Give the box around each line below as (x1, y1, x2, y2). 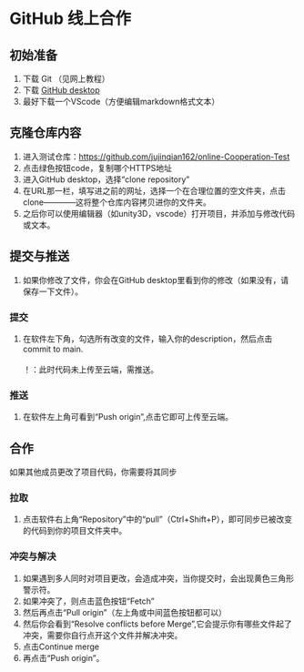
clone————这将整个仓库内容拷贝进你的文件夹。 (22, 197, 212, 208)
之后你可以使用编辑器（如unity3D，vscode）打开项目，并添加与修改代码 (22, 208, 296, 219)
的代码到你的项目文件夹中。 (22, 525, 127, 536)
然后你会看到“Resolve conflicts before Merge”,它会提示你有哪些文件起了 (22, 618, 293, 629)
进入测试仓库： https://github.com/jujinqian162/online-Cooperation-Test (22, 151, 290, 162)
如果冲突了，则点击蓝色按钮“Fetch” (22, 596, 155, 606)
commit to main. (22, 343, 84, 354)
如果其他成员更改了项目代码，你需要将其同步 (9, 466, 177, 478)
